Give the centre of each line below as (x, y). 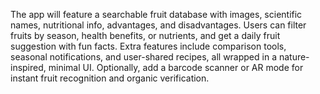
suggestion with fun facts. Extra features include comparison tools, (148, 46)
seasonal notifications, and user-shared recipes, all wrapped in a (143, 57)
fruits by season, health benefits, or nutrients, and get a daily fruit (145, 35)
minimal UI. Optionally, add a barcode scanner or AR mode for (176, 67)
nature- (294, 57)
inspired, (28, 67)
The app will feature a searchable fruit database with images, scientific (156, 14)
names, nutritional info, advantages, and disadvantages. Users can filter (158, 25)
